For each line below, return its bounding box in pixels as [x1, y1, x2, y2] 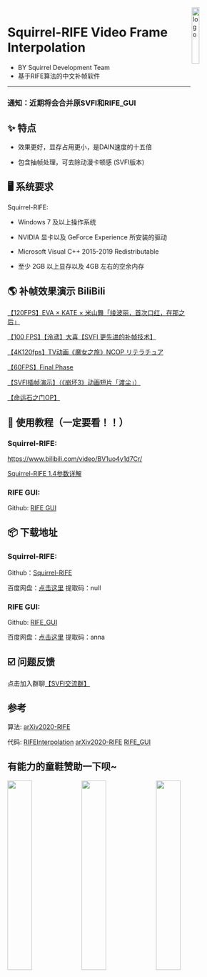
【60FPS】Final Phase [7, 363, 74, 372]
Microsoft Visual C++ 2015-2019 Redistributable [17, 247, 159, 256]
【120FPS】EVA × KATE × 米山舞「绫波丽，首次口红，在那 [7, 309, 179, 317]
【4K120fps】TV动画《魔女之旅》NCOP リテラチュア [7, 348, 164, 357]
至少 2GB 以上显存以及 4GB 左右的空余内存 [17, 262, 145, 271]
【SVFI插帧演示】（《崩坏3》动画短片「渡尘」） [7, 378, 141, 387]
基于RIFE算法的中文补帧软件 [17, 71, 101, 80]
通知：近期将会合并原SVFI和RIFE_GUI [7, 98, 136, 108]
